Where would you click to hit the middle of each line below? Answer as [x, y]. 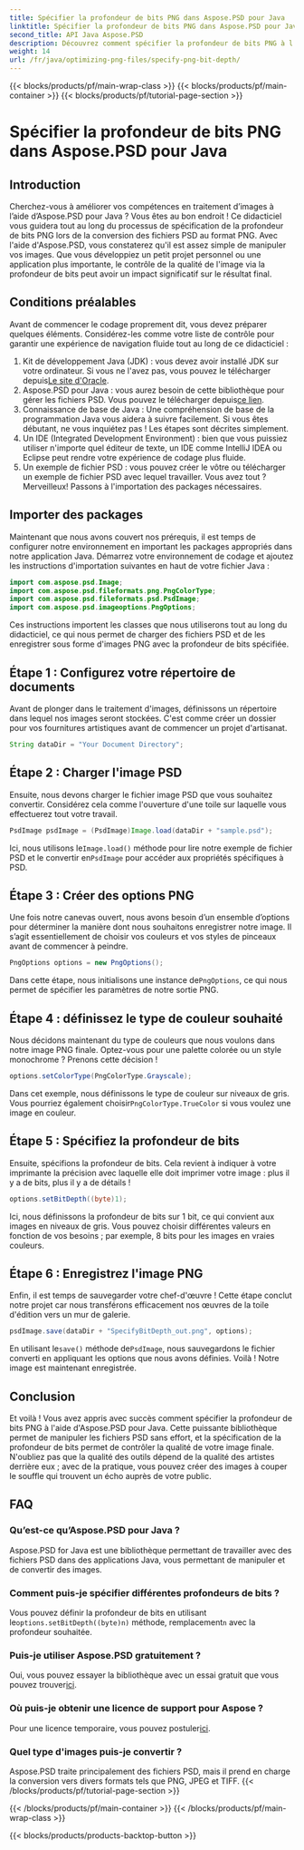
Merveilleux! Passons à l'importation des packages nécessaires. [142, 486]
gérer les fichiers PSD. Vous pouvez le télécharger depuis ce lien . [143, 399]
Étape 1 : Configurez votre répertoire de [123, 672]
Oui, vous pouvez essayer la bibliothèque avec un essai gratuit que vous [144, 1675]
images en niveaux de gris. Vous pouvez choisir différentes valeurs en [140, 1226]
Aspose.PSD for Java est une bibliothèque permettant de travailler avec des [151, 1550]
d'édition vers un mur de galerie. [70, 1315]
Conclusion [43, 1396]
